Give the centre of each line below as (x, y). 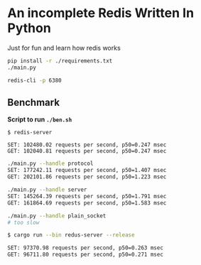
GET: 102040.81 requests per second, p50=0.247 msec (87, 151)
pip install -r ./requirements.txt (60, 61)
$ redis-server (30, 133)
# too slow (23, 222)
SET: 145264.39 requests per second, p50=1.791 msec (87, 196)
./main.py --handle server (47, 190)
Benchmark (34, 102)
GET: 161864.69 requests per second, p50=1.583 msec (87, 203)
